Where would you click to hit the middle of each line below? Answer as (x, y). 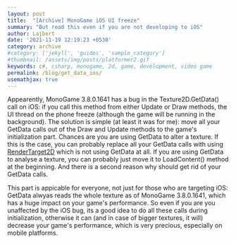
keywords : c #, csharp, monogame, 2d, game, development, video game (110, 66)
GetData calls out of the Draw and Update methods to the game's (102, 129)
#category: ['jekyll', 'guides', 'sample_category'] (86, 54)
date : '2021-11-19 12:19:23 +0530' (60, 40)
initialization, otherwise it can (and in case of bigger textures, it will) (105, 218)
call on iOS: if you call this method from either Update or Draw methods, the (117, 107)
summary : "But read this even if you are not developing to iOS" (105, 27)
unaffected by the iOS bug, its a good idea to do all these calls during (107, 211)
